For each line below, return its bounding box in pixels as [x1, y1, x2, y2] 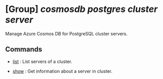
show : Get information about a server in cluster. [12, 68, 113, 74]
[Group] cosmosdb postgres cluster [5, 3, 158, 15]
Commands [5, 45, 43, 53]
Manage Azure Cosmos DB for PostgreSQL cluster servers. [5, 30, 128, 36]
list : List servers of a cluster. [12, 58, 72, 64]
